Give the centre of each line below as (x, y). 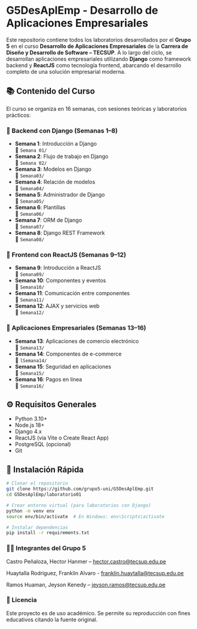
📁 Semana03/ (30, 176)
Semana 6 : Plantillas (40, 207)
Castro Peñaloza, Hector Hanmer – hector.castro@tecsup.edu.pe (86, 561)
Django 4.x (28, 432)
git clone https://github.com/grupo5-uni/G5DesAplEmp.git (80, 489)
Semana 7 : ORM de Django (49, 220)
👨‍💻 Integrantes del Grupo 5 (46, 548)
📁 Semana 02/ (31, 163)
